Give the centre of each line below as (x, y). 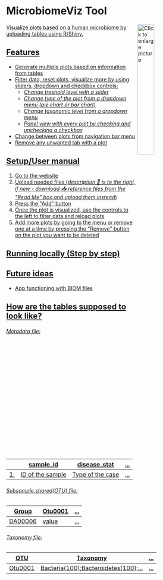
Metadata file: (23, 331)
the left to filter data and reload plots (59, 216)
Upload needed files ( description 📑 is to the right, (75, 182)
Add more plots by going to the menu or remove (73, 222)
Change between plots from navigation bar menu (75, 136)
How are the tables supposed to (66, 307)
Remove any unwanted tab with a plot (61, 142)
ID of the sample (43, 474)
